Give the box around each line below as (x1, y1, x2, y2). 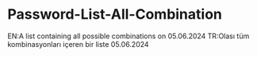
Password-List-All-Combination (7, 5, 223, 23)
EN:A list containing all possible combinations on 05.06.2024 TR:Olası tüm (7, 31, 250, 41)
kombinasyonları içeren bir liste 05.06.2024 (7, 39, 149, 48)
